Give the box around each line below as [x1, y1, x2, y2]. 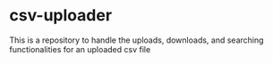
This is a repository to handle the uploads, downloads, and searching [9, 35, 264, 45]
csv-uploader [9, 5, 113, 26]
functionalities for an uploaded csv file [9, 43, 151, 54]
